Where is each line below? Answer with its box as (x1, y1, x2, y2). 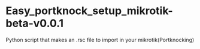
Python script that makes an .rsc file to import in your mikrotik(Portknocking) (5, 36, 195, 43)
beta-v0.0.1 (5, 17, 64, 30)
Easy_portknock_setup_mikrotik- (5, 4, 173, 18)
